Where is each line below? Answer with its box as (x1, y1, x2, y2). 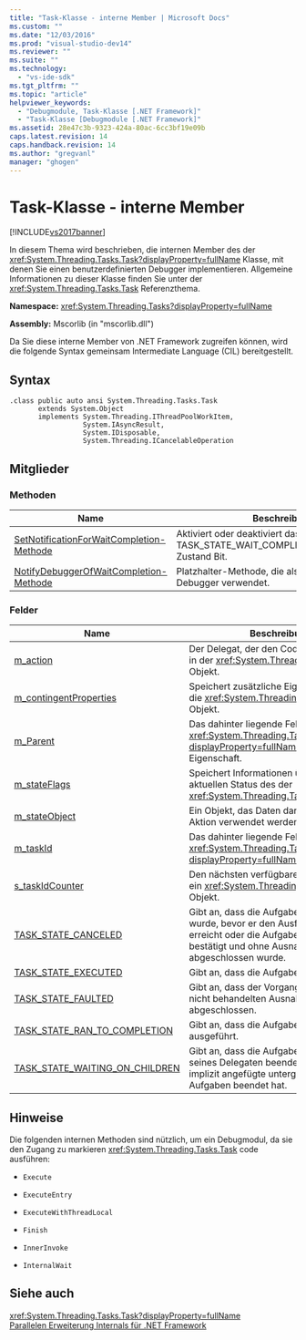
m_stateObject (14, 810, 76, 823)
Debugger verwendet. (176, 576, 270, 589)
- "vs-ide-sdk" (17, 73, 76, 82)
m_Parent (14, 735, 55, 747)
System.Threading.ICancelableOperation (82, 437, 234, 446)
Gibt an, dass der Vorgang (189, 981, 301, 994)
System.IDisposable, (82, 428, 161, 438)
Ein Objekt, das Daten (189, 804, 281, 817)
